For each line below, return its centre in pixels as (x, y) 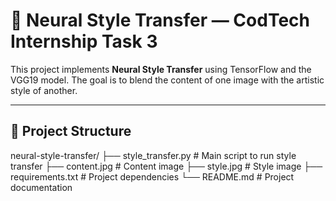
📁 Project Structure (71, 131)
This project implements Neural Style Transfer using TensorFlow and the (161, 69)
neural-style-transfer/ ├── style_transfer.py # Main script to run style (153, 155)
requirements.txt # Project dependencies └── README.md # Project (152, 176)
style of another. (44, 90)
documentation (41, 187)
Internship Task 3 (84, 41)
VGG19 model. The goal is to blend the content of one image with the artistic (167, 80)
